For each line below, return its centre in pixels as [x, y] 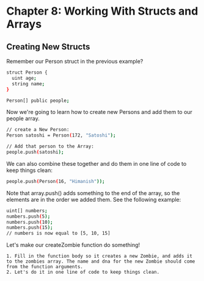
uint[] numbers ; [27, 211]
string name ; [28, 84]
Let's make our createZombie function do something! [73, 245]
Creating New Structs [48, 47]
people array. [23, 119]
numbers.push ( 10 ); [30, 222]
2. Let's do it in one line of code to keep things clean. [83, 272]
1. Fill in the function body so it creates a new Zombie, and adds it [99, 256]
